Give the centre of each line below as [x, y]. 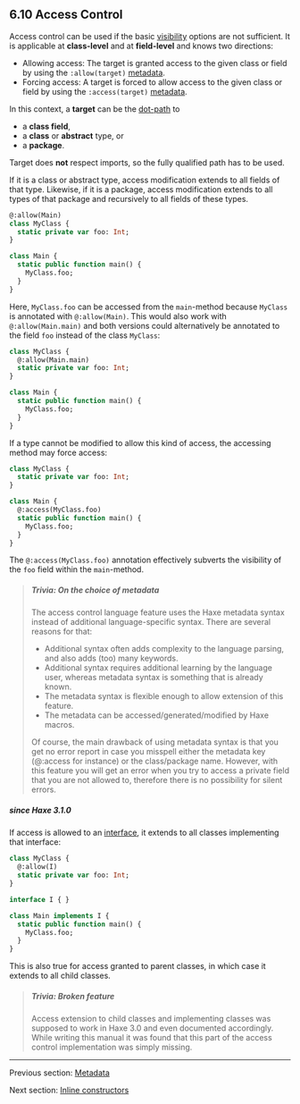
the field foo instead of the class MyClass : [85, 335]
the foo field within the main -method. [77, 569]
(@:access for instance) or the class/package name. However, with [154, 761]
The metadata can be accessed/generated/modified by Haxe [157, 715]
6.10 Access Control [66, 15]
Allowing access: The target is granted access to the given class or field [154, 63]
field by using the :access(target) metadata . [104, 91]
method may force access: [58, 452]
